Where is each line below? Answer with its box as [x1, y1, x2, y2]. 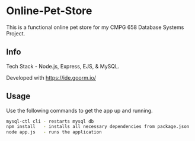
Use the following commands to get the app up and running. [6, 107, 153, 114]
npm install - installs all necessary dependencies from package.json [6, 124, 190, 130]
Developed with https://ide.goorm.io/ [6, 74, 97, 81]
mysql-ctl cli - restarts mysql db [6, 118, 94, 124]
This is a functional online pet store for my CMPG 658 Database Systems [6, 24, 184, 31]
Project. [6, 29, 25, 37]
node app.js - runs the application [6, 129, 102, 135]
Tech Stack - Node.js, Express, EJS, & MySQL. [6, 63, 120, 70]
